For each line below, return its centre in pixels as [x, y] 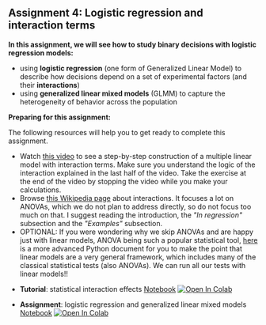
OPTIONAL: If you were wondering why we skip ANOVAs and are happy [137, 232]
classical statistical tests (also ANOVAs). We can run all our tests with [133, 265]
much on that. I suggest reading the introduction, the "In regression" [131, 215]
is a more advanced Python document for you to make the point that [131, 248]
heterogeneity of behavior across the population [99, 101]
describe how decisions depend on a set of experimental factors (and [133, 76]
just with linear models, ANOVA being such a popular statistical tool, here [139, 240]
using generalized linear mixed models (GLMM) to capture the [122, 93]
